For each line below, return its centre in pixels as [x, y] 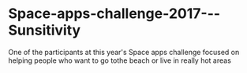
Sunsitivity [45, 30]
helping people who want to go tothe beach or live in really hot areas [120, 60]
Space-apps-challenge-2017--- [114, 14]
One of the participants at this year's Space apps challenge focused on [124, 52]
